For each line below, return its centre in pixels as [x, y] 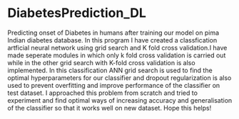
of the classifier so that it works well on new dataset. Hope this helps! [110, 108]
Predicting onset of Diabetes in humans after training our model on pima [113, 33]
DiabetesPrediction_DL [77, 13]
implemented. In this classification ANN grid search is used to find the [110, 70]
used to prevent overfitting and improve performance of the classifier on [114, 85]
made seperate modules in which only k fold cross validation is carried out [117, 55]
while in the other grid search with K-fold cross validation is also [101, 62]
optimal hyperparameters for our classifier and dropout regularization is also [119, 78]
